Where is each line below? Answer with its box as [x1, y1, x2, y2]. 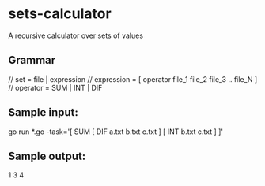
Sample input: [8, 106, 79, 119]
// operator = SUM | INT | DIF [8, 83, 103, 92]
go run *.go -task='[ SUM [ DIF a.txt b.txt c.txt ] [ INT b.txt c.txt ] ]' [8, 127, 224, 136]
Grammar [8, 54, 56, 67]
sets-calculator [8, 5, 112, 23]
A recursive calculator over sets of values [8, 31, 144, 40]
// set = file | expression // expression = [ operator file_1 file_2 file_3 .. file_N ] [8, 74, 258, 84]
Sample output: [8, 149, 86, 162]
